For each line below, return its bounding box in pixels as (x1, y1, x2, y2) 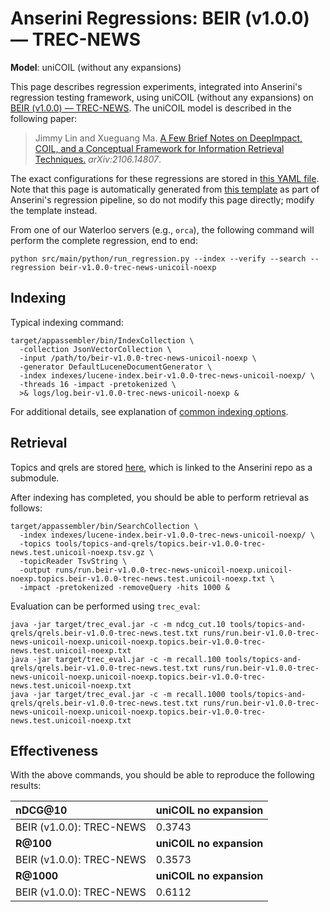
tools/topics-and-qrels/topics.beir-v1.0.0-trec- (54, 538, 267, 549)
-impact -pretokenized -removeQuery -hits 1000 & (19, 582, 230, 592)
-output (19, 565, 52, 575)
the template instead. (10, 204, 98, 216)
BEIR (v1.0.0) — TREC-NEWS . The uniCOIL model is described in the (10, 102, 292, 114)
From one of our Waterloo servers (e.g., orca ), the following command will (10, 223, 315, 236)
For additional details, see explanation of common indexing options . (10, 405, 289, 417)
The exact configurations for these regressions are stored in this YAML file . (10, 172, 320, 184)
